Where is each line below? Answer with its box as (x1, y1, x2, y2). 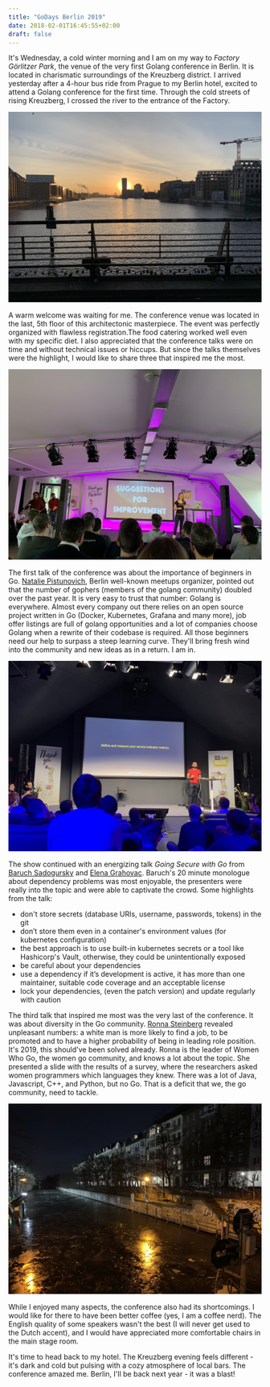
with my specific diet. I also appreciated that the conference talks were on (8, 336, 253, 346)
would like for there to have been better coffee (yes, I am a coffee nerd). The (8, 1310, 262, 1321)
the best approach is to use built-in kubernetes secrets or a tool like (19, 944, 244, 953)
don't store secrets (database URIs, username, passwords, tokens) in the (19, 909, 262, 919)
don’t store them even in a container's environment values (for (19, 927, 227, 936)
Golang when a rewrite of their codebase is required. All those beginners (8, 628, 249, 637)
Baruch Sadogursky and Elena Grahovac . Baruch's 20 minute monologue (8, 868, 251, 878)
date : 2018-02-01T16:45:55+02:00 (8, 21, 121, 30)
